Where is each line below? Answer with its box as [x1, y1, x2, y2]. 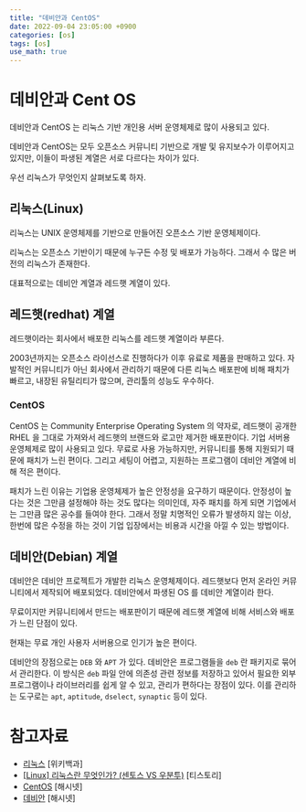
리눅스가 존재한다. [26, 258, 90, 269]
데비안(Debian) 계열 [9, 550, 119, 565]
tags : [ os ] [9, 38, 51, 48]
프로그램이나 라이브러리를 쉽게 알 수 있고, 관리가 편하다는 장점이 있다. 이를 [9, 678, 272, 690]
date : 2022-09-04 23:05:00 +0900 [9, 22, 137, 31]
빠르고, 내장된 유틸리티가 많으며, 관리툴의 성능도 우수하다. [9, 375, 215, 386]
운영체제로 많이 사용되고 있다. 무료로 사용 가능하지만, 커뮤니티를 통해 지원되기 [9, 443, 285, 454]
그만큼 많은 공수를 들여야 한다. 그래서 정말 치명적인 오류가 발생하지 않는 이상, [18, 508, 292, 519]
